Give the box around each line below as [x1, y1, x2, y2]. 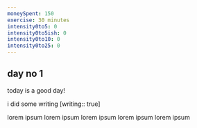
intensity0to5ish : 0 [7, 29, 67, 37]
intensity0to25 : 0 [7, 42, 60, 49]
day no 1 [7, 68, 44, 80]
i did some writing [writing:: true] [7, 100, 101, 108]
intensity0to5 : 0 [7, 23, 58, 30]
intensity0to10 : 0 [7, 36, 60, 43]
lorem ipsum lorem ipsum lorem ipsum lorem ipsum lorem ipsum [7, 113, 191, 121]
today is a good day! [7, 86, 66, 94]
